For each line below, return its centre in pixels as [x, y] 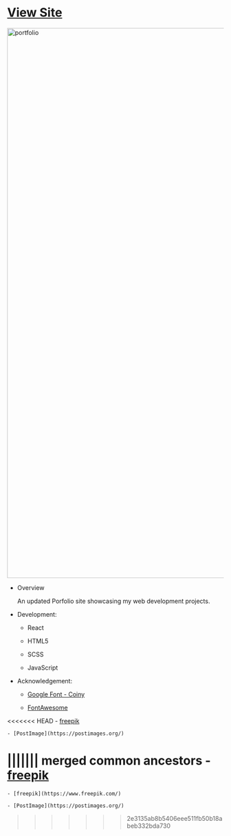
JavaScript [43, 668]
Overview [31, 587]
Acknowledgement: [45, 681]
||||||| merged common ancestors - [109, 761]
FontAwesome [47, 707]
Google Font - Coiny [56, 694]
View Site [35, 13]
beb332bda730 [148, 826]
